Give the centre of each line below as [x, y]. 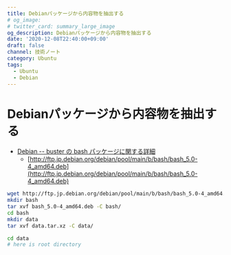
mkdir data [23, 219]
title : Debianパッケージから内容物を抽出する [66, 13]
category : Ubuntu [32, 59]
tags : [15, 65]
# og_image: [24, 20]
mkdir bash [23, 201]
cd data [18, 238]
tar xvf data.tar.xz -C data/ [51, 226]
